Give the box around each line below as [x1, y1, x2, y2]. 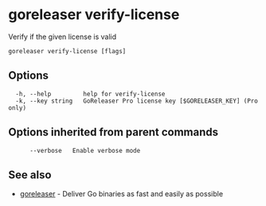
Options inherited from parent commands [8, 126, 219, 139]
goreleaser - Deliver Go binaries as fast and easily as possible [19, 189, 224, 199]
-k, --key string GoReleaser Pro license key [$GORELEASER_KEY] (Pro [15, 97, 259, 105]
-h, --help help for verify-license [15, 90, 166, 98]
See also [8, 168, 52, 181]
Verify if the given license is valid [8, 32, 117, 41]
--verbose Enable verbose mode [29, 146, 141, 154]
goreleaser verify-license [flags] [8, 47, 127, 55]
